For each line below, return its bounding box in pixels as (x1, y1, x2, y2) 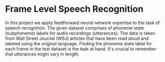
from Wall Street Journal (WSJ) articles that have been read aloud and (5, 35, 149, 41)
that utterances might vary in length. (5, 51, 80, 57)
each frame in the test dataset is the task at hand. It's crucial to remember (5, 46, 157, 52)
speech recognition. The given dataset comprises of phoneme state (5, 25, 144, 31)
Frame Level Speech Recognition (5, 3, 144, 15)
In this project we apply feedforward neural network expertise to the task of (5, 20, 160, 26)
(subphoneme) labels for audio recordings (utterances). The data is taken (5, 30, 156, 36)
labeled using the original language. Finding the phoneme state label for (5, 40, 153, 46)
